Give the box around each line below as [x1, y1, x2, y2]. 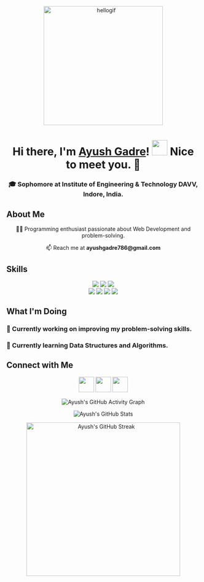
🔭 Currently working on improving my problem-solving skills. [6, 325, 192, 333]
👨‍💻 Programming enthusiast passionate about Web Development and [15, 225, 191, 233]
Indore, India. [82, 190, 124, 199]
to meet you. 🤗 [65, 158, 141, 172]
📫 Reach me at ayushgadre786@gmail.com [45, 244, 161, 251]
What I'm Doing [6, 306, 67, 317]
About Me [6, 209, 45, 219]
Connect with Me [6, 360, 74, 371]
